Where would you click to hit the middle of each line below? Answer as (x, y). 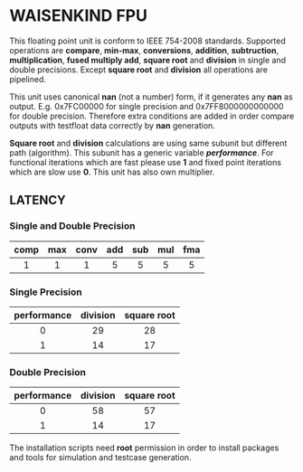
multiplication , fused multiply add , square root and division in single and (148, 60)
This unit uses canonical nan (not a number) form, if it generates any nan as (151, 97)
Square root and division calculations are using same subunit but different (148, 143)
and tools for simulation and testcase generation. (100, 458)
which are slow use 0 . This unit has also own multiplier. (112, 172)
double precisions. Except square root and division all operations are (139, 70)
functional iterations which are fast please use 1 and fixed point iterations (146, 162)
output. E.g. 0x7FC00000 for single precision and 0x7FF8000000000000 (147, 106)
